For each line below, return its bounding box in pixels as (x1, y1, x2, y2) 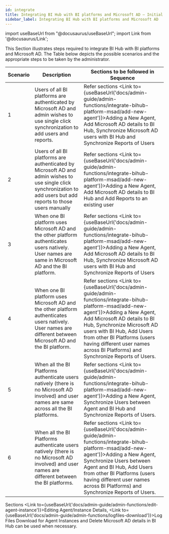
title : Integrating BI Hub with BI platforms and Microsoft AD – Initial (5, 12, 163, 17)
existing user (83, 201, 114, 208)
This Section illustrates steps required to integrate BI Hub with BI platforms (5, 46, 160, 52)
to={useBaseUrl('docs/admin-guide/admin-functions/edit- (37, 502, 158, 508)
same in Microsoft (34, 257, 77, 264)
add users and (34, 130, 69, 137)
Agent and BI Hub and (83, 405, 136, 412)
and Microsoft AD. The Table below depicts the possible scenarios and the (5, 51, 159, 57)
